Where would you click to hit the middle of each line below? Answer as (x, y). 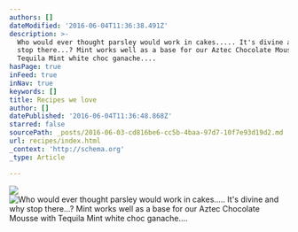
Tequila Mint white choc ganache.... (87, 58)
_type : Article (37, 157)
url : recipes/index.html (55, 141)
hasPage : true (35, 67)
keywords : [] (33, 91)
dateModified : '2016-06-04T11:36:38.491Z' (89, 26)
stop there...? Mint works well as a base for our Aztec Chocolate (145, 50)
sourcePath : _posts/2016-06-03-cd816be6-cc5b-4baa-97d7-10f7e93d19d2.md (146, 133)
